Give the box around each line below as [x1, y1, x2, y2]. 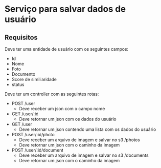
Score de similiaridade [11, 77, 57, 82]
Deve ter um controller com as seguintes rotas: [4, 91, 99, 97]
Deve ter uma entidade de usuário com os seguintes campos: [4, 46, 128, 52]
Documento [11, 71, 36, 77]
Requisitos [4, 33, 38, 42]
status [11, 82, 24, 87]
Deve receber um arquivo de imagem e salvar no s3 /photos [19, 137, 140, 143]
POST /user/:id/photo [11, 132, 55, 137]
